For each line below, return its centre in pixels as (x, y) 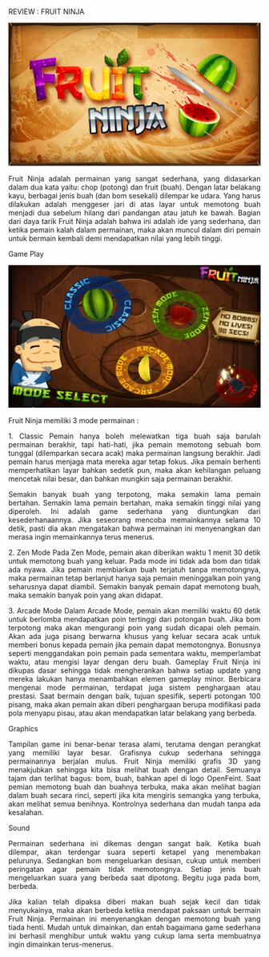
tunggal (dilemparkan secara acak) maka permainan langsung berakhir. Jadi (134, 453)
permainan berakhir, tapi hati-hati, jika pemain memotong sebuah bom (134, 444)
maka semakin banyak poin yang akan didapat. (86, 595)
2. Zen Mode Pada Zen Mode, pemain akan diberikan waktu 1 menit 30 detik (134, 552)
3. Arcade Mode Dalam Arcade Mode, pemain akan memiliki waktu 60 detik (134, 610)
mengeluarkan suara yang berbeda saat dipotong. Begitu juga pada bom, (134, 878)
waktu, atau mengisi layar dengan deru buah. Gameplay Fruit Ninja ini (134, 662)
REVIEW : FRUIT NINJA (46, 12)
